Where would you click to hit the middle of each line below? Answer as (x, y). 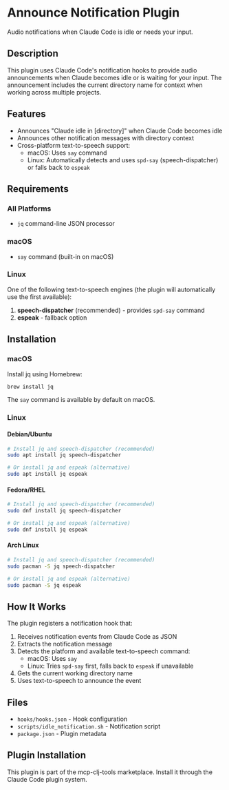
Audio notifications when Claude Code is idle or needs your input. (100, 32)
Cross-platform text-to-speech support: (74, 145)
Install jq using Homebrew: (45, 374)
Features (26, 114)
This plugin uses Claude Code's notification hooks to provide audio (102, 70)
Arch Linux (23, 545)
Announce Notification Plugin (94, 13)
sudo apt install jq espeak (47, 474)
